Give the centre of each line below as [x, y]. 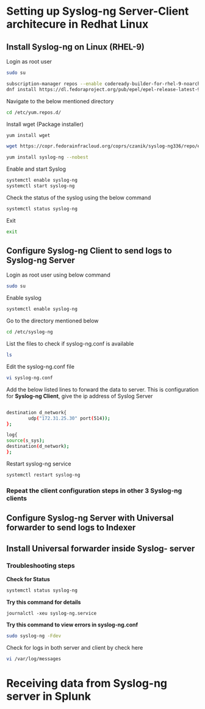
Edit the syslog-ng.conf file [41, 366]
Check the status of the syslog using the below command [79, 198]
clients [17, 498]
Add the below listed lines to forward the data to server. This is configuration [103, 389]
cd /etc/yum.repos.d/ [34, 112]
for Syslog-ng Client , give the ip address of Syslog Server [80, 396]
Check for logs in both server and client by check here [75, 647]
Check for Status [28, 579]
